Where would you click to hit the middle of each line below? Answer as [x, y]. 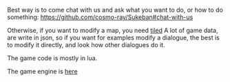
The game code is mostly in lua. [52, 58]
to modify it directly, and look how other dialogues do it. [86, 45]
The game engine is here [42, 71]
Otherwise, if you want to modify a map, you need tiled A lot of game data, [113, 30]
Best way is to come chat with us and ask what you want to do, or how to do [115, 10]
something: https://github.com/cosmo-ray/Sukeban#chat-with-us [100, 17]
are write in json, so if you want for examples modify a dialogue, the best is [114, 38]
